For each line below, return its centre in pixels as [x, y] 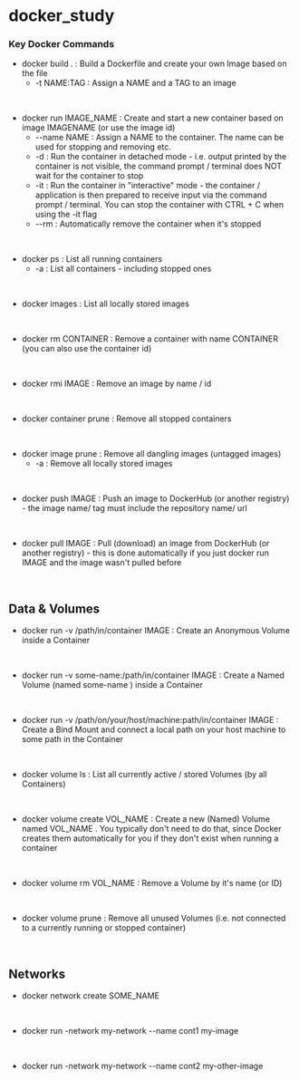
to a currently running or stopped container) [104, 928]
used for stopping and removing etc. [103, 147]
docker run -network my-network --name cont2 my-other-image [142, 1066]
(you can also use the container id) [87, 349]
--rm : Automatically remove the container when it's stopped [148, 224]
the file [34, 73]
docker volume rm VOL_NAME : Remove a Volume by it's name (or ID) [152, 883]
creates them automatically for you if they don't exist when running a [150, 838]
